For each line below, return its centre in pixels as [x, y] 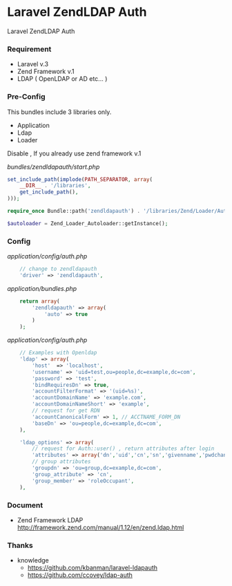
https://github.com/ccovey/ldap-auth [80, 575]
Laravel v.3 [33, 64]
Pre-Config [26, 97]
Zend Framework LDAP [50, 520]
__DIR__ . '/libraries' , [55, 186]
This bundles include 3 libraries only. [59, 112]
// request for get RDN [66, 411]
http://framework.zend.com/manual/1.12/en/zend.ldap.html [100, 527]
